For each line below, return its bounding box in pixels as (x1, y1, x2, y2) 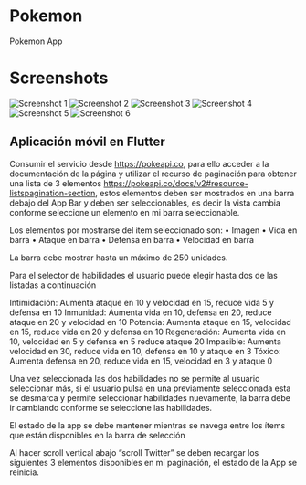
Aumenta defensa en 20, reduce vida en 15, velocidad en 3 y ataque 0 (9, 355, 273, 366)
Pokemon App (9, 36, 63, 47)
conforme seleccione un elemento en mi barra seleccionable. (9, 206, 240, 217)
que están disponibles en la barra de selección (9, 429, 185, 440)
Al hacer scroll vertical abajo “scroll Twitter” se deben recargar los (9, 447, 259, 458)
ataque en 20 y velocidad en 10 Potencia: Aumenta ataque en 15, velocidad (9, 316, 292, 327)
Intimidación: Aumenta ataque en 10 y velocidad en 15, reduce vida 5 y (9, 297, 274, 308)
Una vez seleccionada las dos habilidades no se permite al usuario (9, 373, 260, 384)
